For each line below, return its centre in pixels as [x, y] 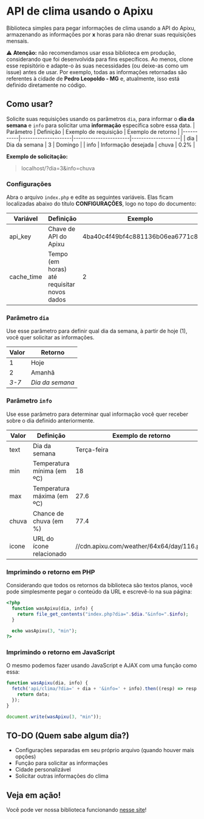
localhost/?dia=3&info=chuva [58, 168]
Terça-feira [92, 449]
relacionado [49, 553]
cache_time [26, 277]
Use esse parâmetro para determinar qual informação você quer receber [97, 414]
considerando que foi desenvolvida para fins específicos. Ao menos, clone [100, 59]
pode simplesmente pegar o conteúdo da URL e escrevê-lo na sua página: [99, 592]
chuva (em [48, 521]
